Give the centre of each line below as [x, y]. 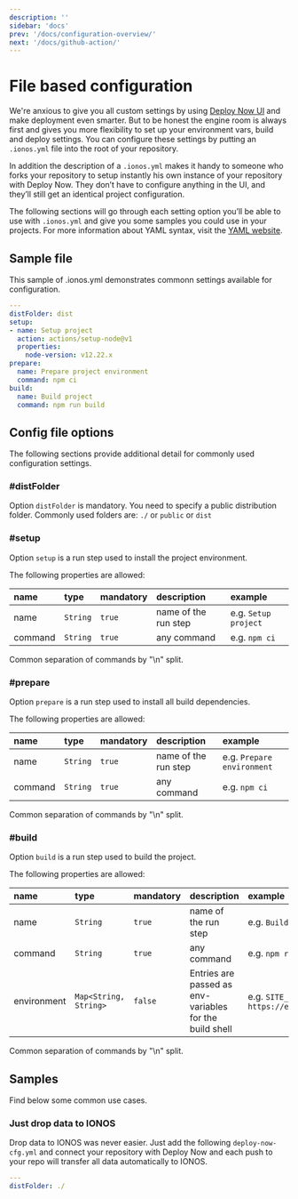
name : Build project [55, 397]
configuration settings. [51, 463]
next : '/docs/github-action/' [65, 42]
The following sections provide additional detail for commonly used [132, 454]
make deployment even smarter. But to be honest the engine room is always [148, 120]
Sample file [41, 258]
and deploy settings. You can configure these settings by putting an [133, 140]
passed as [211, 985]
